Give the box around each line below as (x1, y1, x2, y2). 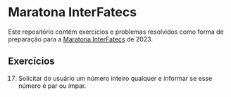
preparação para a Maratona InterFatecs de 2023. (8, 34, 154, 43)
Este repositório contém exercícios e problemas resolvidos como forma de (8, 27, 224, 36)
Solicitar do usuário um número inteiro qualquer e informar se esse (18, 74, 213, 82)
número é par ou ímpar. (18, 82, 87, 90)
